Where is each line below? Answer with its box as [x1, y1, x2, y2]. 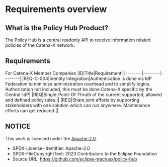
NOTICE [5, 122, 31, 131]
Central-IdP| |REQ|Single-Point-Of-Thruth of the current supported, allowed [5, 92, 162, 98]
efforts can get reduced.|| [5, 107, 59, 114]
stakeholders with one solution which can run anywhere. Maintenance [5, 102, 150, 108]
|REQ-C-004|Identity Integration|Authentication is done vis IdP [22, 75, 152, 81]
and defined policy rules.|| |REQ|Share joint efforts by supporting [5, 97, 140, 103]
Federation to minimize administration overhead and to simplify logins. [5, 80, 151, 87]
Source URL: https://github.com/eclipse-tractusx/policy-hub [12, 156, 137, 162]
